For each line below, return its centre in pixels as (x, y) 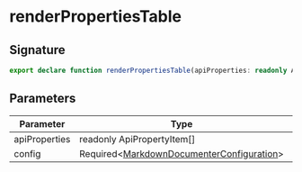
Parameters (43, 99)
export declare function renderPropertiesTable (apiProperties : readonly (148, 70)
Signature (37, 50)
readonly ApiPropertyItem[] (138, 139)
